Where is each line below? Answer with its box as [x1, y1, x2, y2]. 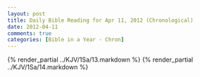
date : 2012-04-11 [7, 23, 58, 30]
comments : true [7, 29, 52, 37]
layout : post [7, 10, 46, 17]
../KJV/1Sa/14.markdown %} [7, 63, 89, 71]
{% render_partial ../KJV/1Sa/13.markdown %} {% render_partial [7, 55, 194, 64]
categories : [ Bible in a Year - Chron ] [7, 36, 125, 43]
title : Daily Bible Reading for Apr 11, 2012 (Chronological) [7, 17, 194, 24]
